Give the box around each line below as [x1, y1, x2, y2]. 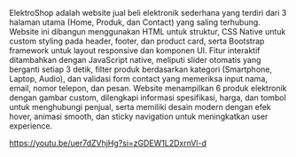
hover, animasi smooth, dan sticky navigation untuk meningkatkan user [9, 111, 269, 122]
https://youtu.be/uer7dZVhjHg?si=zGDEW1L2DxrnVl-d [9, 137, 206, 148]
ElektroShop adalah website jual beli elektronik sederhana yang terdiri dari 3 [9, 8, 287, 18]
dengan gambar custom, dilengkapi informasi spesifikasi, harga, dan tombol [9, 92, 286, 103]
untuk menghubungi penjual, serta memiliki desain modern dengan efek [9, 102, 272, 112]
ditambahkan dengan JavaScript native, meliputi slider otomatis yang [9, 55, 261, 65]
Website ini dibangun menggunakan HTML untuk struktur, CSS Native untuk [9, 27, 286, 36]
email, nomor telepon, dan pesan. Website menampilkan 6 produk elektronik [9, 83, 287, 93]
